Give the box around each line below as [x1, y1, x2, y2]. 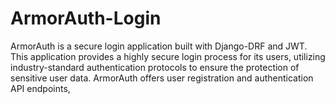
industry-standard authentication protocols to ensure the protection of [10, 61, 300, 73]
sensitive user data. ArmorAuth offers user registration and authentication [10, 72, 314, 84]
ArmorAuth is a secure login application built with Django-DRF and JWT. [10, 40, 308, 52]
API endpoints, [10, 82, 71, 94]
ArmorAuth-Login [10, 7, 162, 30]
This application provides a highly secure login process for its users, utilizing [10, 50, 326, 62]
